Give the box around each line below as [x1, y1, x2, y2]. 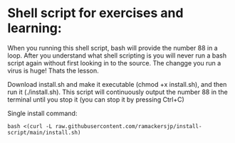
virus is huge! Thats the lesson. [7, 66, 100, 75]
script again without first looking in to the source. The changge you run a [7, 58, 221, 67]
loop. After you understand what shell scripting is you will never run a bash [7, 51, 226, 60]
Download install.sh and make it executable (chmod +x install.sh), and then [7, 80, 227, 88]
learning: [7, 20, 62, 36]
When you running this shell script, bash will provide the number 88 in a [7, 43, 219, 52]
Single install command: [7, 109, 78, 117]
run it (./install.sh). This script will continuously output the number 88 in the [7, 88, 228, 96]
